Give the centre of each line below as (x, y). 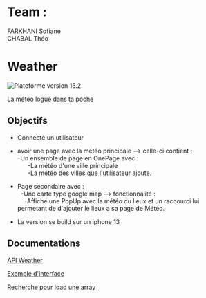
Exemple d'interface (36, 273)
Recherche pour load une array (51, 287)
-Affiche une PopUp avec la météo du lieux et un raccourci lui (112, 201)
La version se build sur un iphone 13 (68, 221)
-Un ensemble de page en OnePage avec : (78, 158)
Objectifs (28, 121)
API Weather (25, 260)
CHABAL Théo (28, 38)
